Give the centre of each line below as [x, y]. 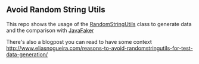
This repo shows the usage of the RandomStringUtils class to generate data [99, 24]
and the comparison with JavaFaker [50, 30]
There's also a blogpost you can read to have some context [79, 41]
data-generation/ [27, 54]
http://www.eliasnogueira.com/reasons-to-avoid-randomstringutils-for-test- [99, 48]
